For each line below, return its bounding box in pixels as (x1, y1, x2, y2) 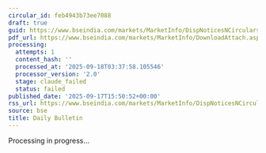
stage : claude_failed (15, 77, 87, 85)
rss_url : (8, 99, 37, 107)
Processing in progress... (8, 136, 89, 145)
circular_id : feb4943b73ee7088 (8, 11, 112, 20)
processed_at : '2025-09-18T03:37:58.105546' (15, 63, 165, 71)
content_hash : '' (15, 56, 73, 64)
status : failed (15, 84, 66, 93)
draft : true (8, 19, 47, 27)
